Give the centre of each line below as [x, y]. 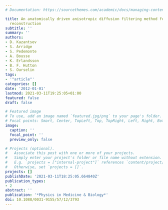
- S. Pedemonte [21, 51]
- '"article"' [20, 79]
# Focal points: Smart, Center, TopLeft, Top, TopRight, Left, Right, [80, 121]
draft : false [19, 102]
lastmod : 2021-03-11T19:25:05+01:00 [43, 93]
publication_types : [25, 181]
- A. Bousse [17, 56]
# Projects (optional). [30, 148]
